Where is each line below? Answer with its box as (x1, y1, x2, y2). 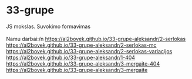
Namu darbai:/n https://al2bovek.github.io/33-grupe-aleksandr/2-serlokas (6, 35, 186, 42)
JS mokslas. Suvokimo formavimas (6, 23, 91, 30)
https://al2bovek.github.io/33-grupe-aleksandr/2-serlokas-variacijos (6, 47, 173, 54)
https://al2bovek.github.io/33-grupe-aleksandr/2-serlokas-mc (6, 42, 157, 49)
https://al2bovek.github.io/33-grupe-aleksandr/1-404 (6, 54, 136, 61)
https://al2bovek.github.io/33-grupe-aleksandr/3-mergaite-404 (6, 60, 160, 67)
